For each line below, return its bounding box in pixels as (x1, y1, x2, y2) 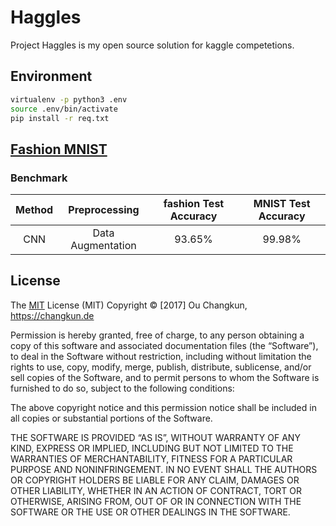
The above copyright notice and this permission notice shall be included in (10, 401, 317, 413)
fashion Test (163, 197, 225, 211)
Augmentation (70, 239, 137, 253)
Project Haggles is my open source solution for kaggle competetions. (10, 39, 295, 51)
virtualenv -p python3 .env (10, 94, 128, 105)
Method (15, 203, 54, 217)
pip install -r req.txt (10, 113, 110, 123)
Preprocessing (68, 203, 140, 217)
